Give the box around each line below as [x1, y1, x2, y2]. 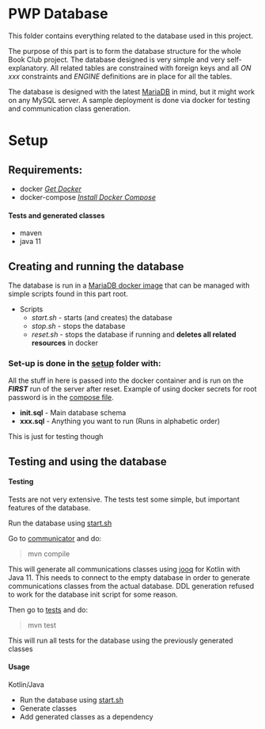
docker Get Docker [19, 184, 81, 193]
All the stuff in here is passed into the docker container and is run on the [8, 376, 244, 385]
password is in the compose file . [8, 393, 115, 403]
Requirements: [8, 163, 83, 177]
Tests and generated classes [8, 211, 105, 220]
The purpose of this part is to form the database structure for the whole [8, 46, 241, 55]
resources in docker [31, 338, 99, 347]
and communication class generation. [8, 104, 131, 113]
